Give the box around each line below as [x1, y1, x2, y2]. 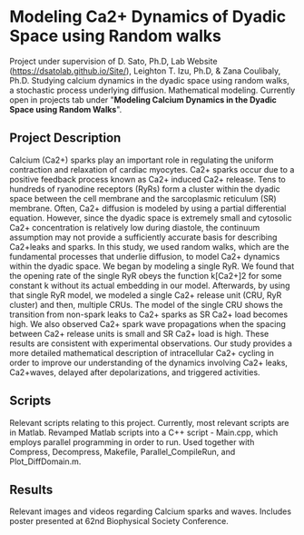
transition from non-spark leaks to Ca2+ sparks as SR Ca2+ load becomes [9, 309, 289, 320]
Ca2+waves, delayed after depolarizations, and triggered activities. [9, 366, 260, 378]
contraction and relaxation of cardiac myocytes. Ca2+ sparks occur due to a [9, 163, 295, 174]
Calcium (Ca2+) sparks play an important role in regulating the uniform [9, 154, 274, 165]
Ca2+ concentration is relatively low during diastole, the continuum [9, 222, 260, 233]
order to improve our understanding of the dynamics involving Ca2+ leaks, [9, 357, 289, 368]
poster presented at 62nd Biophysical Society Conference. [9, 516, 229, 527]
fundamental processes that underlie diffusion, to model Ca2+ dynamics [9, 251, 280, 262]
